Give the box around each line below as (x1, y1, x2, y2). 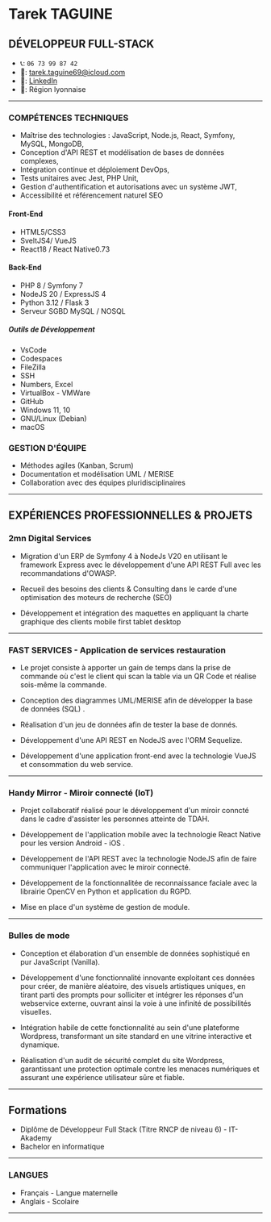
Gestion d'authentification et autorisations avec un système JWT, (19, 182, 238, 192)
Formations (8, 1103, 67, 1117)
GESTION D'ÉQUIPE (8, 442, 87, 453)
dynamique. (19, 1040, 60, 1049)
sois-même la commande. (19, 679, 107, 690)
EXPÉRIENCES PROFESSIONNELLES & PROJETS (8, 509, 252, 523)
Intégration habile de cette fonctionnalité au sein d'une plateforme (19, 1022, 240, 1032)
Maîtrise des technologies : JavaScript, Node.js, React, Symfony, (19, 131, 236, 140)
